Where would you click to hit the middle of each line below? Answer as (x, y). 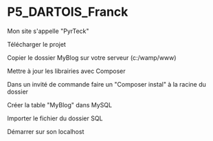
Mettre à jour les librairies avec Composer (66, 71)
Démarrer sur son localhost (46, 131)
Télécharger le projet (37, 44)
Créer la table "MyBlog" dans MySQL (59, 105)
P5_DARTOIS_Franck (68, 12)
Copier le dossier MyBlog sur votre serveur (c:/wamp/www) (92, 57)
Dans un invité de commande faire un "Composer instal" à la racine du (106, 84)
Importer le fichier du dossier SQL (55, 118)
